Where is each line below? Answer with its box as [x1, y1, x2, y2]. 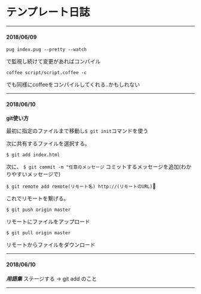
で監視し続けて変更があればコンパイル [6, 58, 100, 65]
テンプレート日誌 [6, 5, 90, 19]
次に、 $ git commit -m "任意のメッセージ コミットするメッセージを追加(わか [6, 163, 191, 170]
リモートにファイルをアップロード [6, 218, 90, 225]
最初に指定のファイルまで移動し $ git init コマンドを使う [6, 127, 148, 134]
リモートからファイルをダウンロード [6, 241, 96, 249]
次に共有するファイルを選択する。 [6, 140, 90, 147]
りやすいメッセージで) [6, 171, 61, 178]
